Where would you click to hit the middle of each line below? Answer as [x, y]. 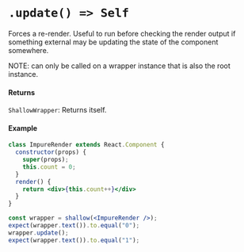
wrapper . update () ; [38, 233]
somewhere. [29, 50]
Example [23, 128]
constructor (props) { [51, 152]
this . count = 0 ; [50, 167]
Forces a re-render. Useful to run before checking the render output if [122, 33]
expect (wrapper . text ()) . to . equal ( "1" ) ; [74, 240]
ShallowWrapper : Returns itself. [57, 110]
